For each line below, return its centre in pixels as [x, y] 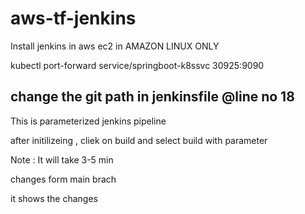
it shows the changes [54, 198]
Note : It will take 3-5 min [62, 159]
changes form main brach [63, 179]
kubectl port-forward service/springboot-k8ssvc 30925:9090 [137, 65]
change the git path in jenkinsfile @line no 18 [152, 97]
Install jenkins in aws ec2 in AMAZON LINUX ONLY [115, 46]
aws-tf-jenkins [73, 18]
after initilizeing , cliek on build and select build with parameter [139, 140]
